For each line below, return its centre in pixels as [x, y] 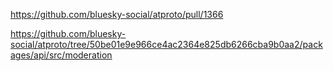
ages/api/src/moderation [61, 55]
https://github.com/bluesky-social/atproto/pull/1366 [117, 14]
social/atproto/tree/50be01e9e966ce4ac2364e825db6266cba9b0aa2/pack [166, 44]
